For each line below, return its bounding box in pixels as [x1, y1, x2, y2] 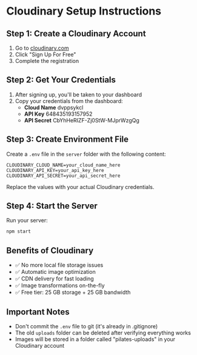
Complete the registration [15, 58, 79, 64]
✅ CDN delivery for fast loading [15, 275, 94, 282]
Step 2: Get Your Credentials [6, 75, 116, 85]
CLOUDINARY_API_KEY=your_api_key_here [6, 167, 104, 173]
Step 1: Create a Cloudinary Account [6, 28, 147, 39]
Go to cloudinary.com [15, 44, 69, 51]
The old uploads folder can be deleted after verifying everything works [15, 329, 191, 336]
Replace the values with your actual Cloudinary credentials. [6, 183, 155, 190]
